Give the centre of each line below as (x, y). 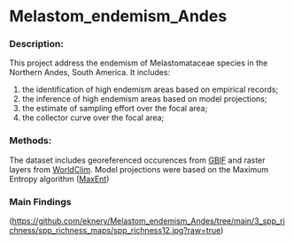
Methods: (31, 141)
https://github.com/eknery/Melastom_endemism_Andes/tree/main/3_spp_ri (148, 221)
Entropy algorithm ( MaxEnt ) (59, 179)
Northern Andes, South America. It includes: (90, 72)
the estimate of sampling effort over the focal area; (115, 109)
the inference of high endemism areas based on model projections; (144, 99)
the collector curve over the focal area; (93, 118)
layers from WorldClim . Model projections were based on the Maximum (139, 169)
